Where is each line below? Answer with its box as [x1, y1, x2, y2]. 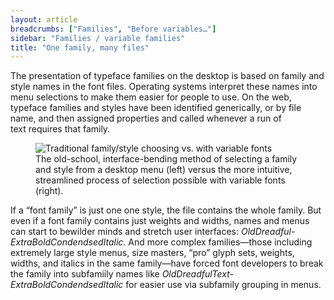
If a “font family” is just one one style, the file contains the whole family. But [10, 204, 322, 216]
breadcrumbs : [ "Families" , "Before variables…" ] [10, 24, 217, 34]
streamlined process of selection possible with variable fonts [35, 174, 286, 186]
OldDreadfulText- [161, 268, 234, 280]
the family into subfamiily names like [10, 268, 160, 280]
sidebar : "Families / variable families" [10, 33, 186, 43]
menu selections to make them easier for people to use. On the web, [10, 91, 292, 103]
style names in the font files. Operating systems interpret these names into [10, 81, 318, 93]
